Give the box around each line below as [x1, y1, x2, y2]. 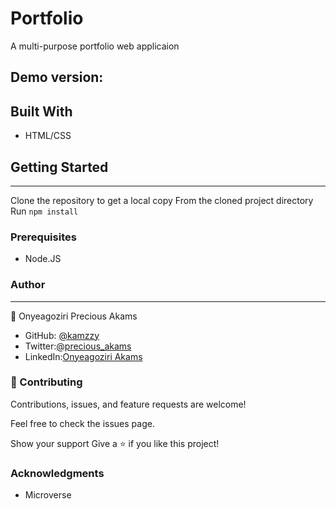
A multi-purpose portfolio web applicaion [10, 40, 180, 52]
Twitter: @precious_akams [24, 340, 132, 352]
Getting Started [10, 158, 109, 176]
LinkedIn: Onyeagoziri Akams [24, 350, 143, 362]
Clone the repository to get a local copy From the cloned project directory [10, 194, 314, 206]
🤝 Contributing [10, 375, 83, 389]
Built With [10, 103, 73, 120]
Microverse [24, 489, 72, 501]
